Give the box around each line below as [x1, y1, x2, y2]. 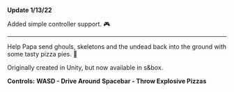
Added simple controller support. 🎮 [7, 20, 110, 28]
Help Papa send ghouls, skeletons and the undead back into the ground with [7, 43, 227, 51]
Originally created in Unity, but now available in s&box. [7, 63, 164, 72]
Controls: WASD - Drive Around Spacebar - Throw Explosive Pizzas [7, 77, 207, 85]
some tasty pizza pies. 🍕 [7, 50, 78, 58]
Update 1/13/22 [7, 6, 52, 14]
